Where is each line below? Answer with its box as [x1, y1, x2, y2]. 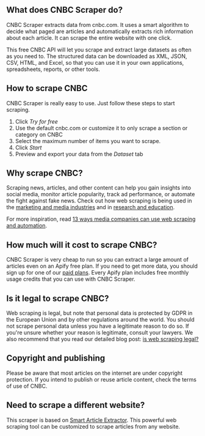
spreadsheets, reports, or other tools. [6, 65, 101, 73]
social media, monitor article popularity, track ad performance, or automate [6, 191, 195, 198]
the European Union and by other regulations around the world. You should [6, 316, 195, 323]
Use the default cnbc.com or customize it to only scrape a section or [15, 124, 188, 131]
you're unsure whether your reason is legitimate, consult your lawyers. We [6, 329, 193, 336]
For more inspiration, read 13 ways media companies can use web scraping [6, 215, 196, 223]
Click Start [15, 144, 42, 151]
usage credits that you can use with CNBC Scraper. [6, 275, 135, 283]
